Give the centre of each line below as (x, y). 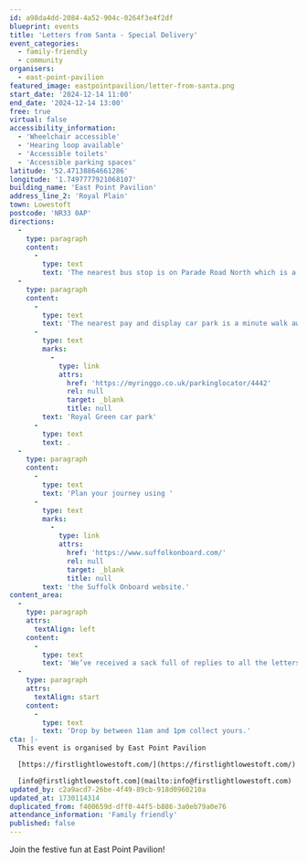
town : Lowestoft (40, 205)
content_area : (37, 595)
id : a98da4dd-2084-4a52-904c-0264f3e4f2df (91, 18)
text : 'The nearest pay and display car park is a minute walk (165, 324)
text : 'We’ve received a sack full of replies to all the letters (171, 663)
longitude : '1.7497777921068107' (73, 179)
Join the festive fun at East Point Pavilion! (87, 849)
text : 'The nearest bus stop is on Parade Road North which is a (169, 273)
